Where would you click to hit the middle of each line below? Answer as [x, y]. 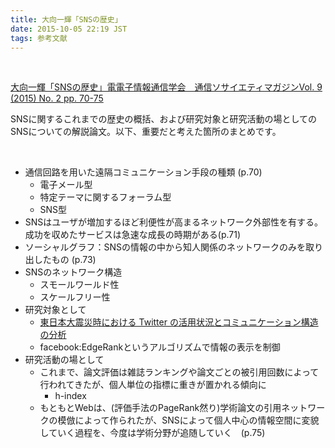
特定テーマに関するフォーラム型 [105, 197]
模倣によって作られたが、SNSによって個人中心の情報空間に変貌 [188, 420]
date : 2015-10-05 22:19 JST [69, 29]
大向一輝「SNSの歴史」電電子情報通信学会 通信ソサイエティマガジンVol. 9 [166, 87]
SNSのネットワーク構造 [73, 272]
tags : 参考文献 [39, 38]
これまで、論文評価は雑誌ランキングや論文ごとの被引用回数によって [179, 372]
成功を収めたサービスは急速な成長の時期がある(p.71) [133, 235]
